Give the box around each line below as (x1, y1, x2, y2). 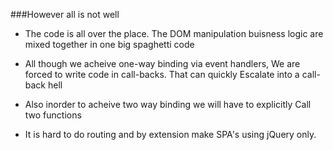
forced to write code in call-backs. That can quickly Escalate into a (24, 69, 300, 80)
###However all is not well (10, 9, 120, 20)
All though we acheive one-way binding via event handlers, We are (24, 58, 301, 69)
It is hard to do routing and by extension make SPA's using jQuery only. (24, 129, 317, 140)
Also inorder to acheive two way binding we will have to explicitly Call (24, 99, 312, 110)
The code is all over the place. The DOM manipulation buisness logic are (24, 28, 324, 39)
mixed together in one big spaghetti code (24, 39, 195, 50)
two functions (24, 109, 82, 121)
